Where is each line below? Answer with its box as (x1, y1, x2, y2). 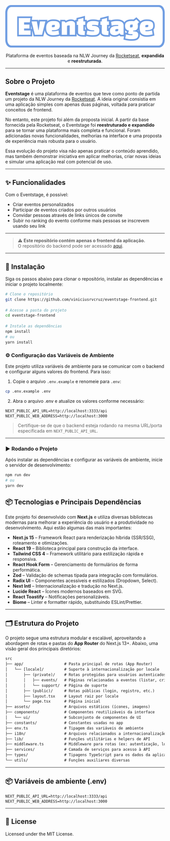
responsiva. (12, 556, 37, 562)
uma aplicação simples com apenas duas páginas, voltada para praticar (5, 101, 155, 107)
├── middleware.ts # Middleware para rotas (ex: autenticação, (5, 742, 159, 747)
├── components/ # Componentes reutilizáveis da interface (5, 710, 155, 715)
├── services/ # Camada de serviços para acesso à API (5, 747, 151, 752)
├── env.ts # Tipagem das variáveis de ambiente (5, 725, 144, 731)
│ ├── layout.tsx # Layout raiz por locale (5, 694, 119, 699)
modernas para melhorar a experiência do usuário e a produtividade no (5, 519, 154, 525)
